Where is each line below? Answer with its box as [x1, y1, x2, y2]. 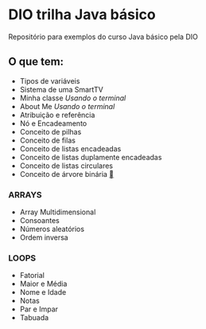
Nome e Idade [19, 288, 67, 297]
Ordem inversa [19, 233, 69, 242]
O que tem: [8, 55, 64, 69]
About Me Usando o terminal [19, 101, 115, 111]
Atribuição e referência [19, 110, 95, 119]
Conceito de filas [19, 135, 76, 145]
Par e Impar [19, 304, 58, 314]
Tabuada [19, 313, 49, 323]
